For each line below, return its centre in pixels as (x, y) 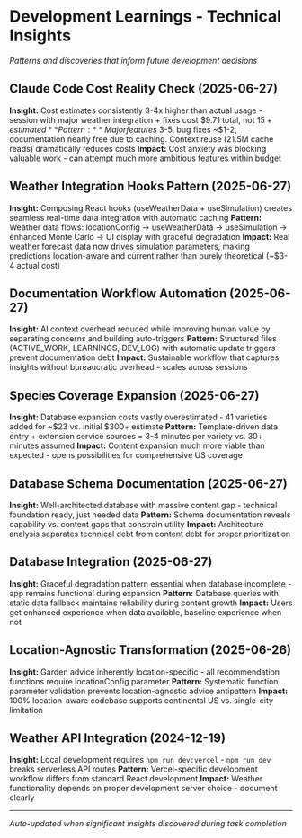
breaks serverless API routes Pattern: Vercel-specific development (133, 769)
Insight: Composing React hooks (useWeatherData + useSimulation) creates (151, 207)
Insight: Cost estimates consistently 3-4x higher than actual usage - (136, 110)
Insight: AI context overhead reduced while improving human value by (140, 329)
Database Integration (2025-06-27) (111, 562)
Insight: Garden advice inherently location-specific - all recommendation (145, 672)
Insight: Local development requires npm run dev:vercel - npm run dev (140, 760)
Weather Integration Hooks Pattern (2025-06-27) (151, 186)
